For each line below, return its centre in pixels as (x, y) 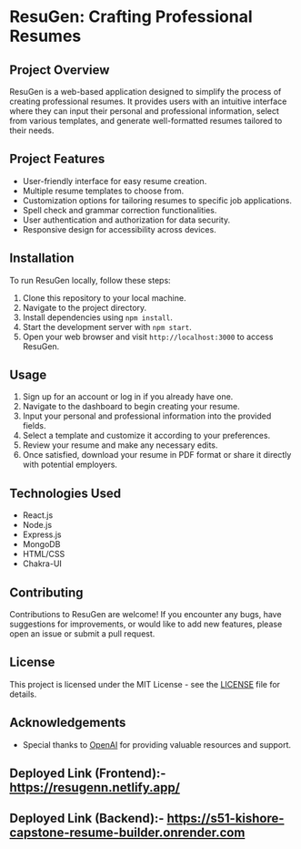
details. (23, 694)
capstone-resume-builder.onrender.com (127, 833)
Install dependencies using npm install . (97, 317)
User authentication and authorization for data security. (126, 220)
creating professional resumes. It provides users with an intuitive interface (148, 101)
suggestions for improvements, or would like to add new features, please (146, 624)
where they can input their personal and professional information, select (145, 111)
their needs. (32, 130)
